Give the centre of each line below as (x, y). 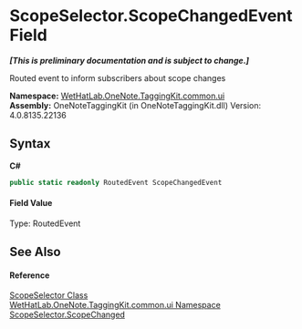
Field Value (31, 203)
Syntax (30, 144)
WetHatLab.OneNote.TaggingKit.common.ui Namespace (115, 305)
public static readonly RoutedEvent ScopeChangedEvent (116, 182)
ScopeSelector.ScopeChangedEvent (151, 16)
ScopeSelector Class (49, 295)
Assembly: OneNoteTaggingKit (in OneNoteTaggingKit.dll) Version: (135, 105)
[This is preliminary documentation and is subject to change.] (129, 60)
